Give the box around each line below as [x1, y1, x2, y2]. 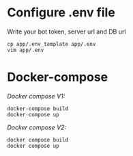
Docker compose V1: [7, 92, 65, 100]
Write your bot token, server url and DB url [7, 27, 126, 36]
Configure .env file [7, 5, 116, 21]
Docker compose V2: [7, 123, 67, 131]
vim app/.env [7, 47, 44, 53]
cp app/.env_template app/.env [7, 40, 96, 47]
